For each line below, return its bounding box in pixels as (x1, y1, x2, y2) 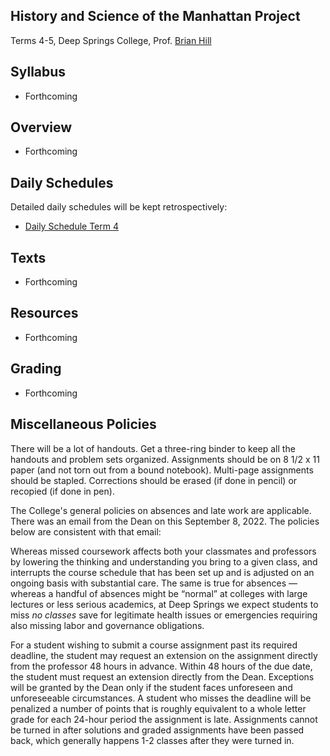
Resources (10, 305, 79, 322)
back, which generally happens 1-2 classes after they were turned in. (10, 734, 295, 746)
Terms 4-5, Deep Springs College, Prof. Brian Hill (10, 34, 212, 46)
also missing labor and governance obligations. (10, 619, 205, 631)
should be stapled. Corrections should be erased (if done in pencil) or (10, 474, 298, 486)
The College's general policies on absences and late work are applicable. (10, 504, 312, 516)
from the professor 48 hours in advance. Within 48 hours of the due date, (10, 660, 313, 672)
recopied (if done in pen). (10, 485, 115, 497)
